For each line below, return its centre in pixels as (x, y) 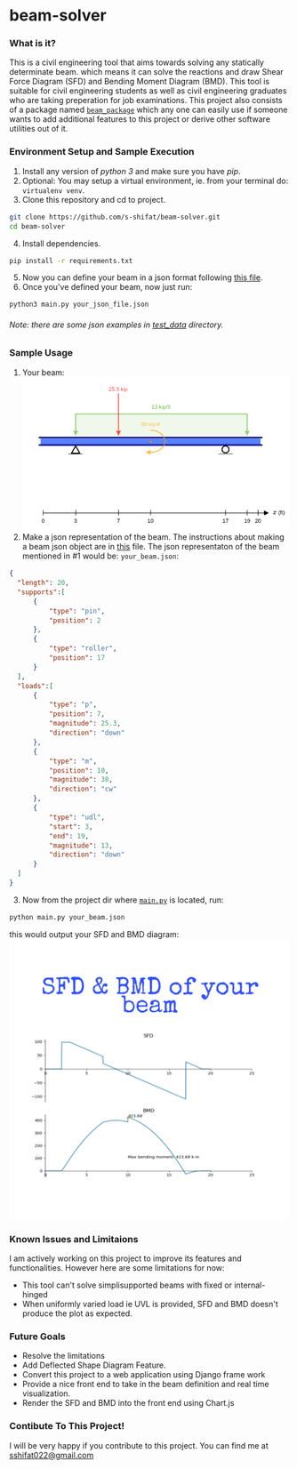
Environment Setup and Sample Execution (102, 152)
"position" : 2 (75, 620)
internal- (250, 1285)
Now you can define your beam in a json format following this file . (142, 277)
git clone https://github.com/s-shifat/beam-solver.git (115, 217)
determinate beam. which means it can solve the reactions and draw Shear (147, 72)
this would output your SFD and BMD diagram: (94, 934)
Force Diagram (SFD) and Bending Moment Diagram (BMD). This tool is (140, 82)
